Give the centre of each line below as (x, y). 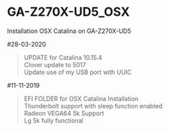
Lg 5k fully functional (53, 120)
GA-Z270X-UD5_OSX (68, 12)
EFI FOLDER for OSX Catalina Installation (81, 98)
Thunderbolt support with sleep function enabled (93, 106)
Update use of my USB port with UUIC (78, 72)
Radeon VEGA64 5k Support (64, 113)
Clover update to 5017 (55, 64)
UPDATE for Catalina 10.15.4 (63, 57)
